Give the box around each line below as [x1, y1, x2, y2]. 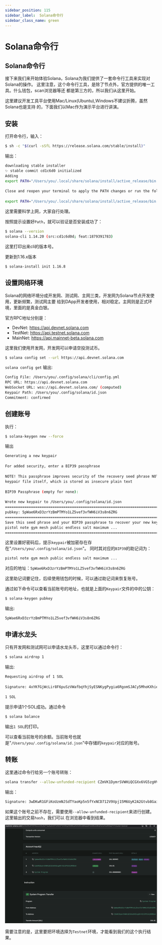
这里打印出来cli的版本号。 [5, 243, 56, 249]
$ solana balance [5, 714, 40, 719]
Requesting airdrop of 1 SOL [5, 674, 64, 679]
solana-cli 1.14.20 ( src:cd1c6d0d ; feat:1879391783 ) [5, 234, 113, 239]
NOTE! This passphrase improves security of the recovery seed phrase [5, 474, 150, 479]
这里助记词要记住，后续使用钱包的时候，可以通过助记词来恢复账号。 [5, 576, 140, 582]
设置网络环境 [5, 279, 43, 287]
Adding [5, 173, 18, 178]
